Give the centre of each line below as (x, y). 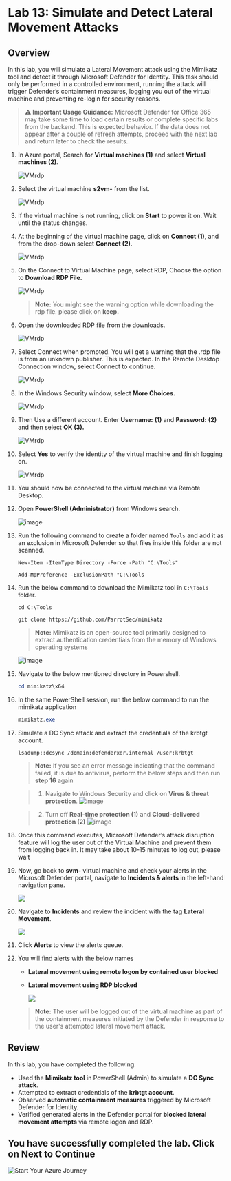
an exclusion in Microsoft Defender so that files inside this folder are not (120, 543)
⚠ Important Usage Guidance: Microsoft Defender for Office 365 (118, 112)
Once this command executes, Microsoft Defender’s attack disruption (116, 835)
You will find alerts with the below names (76, 958)
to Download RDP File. (50, 278)
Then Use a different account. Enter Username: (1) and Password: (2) (117, 420)
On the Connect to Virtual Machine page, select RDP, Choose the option (120, 270)
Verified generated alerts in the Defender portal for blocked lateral (112, 1114)
